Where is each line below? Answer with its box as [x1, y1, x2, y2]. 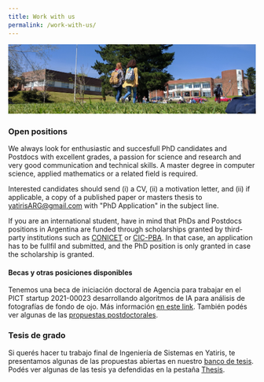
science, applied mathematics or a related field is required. [8, 169, 198, 179]
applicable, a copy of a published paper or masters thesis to [8, 193, 203, 202]
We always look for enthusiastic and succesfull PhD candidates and [8, 144, 228, 154]
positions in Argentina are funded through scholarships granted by [8, 224, 224, 234]
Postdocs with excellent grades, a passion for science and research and [8, 152, 242, 161]
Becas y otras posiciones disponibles [8, 268, 133, 277]
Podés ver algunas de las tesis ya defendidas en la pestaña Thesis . [8, 365, 225, 374]
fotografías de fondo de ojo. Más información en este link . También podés [8, 302, 247, 311]
